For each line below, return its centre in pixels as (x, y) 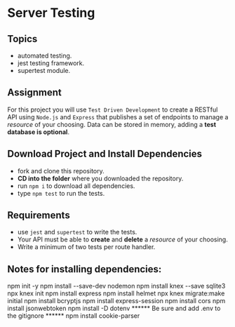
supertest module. (44, 71)
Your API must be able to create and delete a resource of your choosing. (122, 239)
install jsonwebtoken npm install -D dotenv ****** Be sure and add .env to (114, 308)
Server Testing (51, 13)
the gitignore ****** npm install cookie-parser (74, 316)
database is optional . (39, 132)
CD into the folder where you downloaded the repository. (100, 178)
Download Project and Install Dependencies (105, 154)
